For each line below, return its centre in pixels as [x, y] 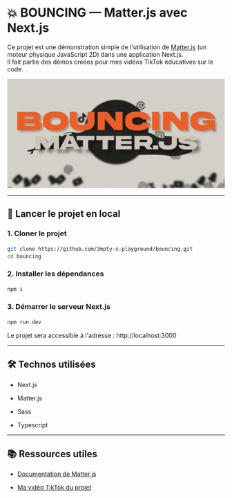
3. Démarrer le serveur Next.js [59, 307]
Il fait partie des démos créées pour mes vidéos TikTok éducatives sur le [110, 62]
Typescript [32, 425]
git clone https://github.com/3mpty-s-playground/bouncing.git [100, 249]
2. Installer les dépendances [56, 274]
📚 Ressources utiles [52, 454]
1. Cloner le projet [37, 233]
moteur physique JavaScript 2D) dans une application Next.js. [95, 54]
